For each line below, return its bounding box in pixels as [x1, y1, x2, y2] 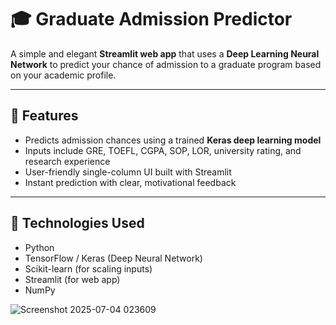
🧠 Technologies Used [10, 215, 145, 232]
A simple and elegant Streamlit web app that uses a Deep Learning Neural [10, 47, 320, 60]
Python [24, 241, 55, 253]
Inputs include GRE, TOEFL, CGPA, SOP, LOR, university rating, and [24, 144, 302, 156]
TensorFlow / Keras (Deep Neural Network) [24, 252, 203, 264]
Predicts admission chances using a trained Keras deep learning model [24, 134, 322, 146]
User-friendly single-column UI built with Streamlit [24, 166, 232, 178]
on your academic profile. [10, 69, 117, 81]
